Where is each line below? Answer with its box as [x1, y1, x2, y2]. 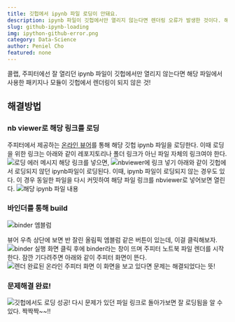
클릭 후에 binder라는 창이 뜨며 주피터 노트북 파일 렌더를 [60, 244, 211, 253]
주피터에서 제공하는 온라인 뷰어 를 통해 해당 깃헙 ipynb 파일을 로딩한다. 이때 [7, 141, 212, 149]
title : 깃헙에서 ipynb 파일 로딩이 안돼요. [7, 10, 118, 17]
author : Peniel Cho [7, 43, 64, 50]
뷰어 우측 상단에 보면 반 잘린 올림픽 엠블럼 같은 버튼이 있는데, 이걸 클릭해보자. [7, 235, 218, 244]
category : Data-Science [7, 36, 77, 43]
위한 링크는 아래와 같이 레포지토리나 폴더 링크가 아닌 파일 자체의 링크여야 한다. [14, 149, 227, 157]
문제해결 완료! [7, 281, 51, 290]
